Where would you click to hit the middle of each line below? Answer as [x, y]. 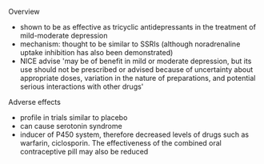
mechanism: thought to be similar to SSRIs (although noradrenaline [130, 44]
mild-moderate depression [64, 36]
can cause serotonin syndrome [71, 126]
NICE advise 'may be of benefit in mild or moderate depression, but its [136, 61]
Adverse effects [35, 102]
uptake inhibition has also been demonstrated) [96, 52]
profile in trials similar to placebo [74, 118]
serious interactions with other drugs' [82, 86]
